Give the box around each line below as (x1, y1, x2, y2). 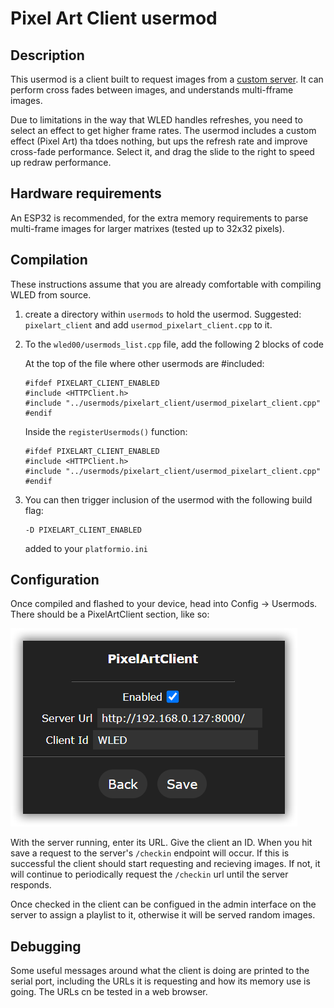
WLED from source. (10, 288, 92, 301)
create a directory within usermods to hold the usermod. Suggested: (24, 308, 302, 320)
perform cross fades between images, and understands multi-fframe (10, 84, 294, 96)
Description (10, 47, 85, 64)
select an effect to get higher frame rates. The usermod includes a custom (10, 125, 317, 136)
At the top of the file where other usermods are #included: (24, 357, 265, 369)
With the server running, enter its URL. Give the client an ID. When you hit (10, 837, 313, 849)
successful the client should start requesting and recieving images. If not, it (10, 858, 321, 870)
